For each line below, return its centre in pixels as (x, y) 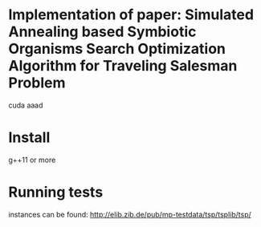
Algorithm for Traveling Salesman (123, 66)
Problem (37, 83)
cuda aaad (26, 105)
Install (29, 138)
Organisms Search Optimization (117, 49)
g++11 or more (32, 160)
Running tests (56, 192)
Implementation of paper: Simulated (131, 15)
